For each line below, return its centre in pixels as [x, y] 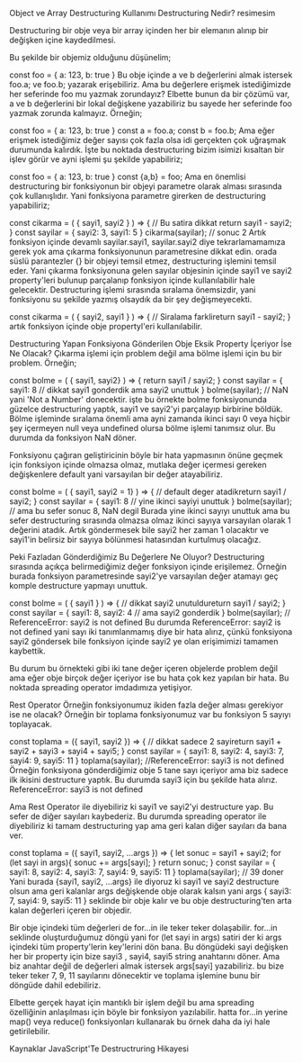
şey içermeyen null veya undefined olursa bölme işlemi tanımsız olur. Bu [142, 428]
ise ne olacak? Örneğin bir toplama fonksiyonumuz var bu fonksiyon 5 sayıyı [150, 714]
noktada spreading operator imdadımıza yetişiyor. [101, 687]
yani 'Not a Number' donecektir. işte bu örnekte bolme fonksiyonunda [138, 399]
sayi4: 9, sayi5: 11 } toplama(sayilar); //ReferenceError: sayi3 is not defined [147, 761]
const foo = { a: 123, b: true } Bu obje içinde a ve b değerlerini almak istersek [151, 75]
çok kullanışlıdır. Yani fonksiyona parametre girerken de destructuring [138, 196]
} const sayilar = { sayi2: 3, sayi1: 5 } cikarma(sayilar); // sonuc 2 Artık [138, 232]
